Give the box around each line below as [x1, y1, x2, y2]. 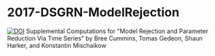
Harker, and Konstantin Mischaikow [7, 41, 107, 49]
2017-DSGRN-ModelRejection [7, 5, 180, 20]
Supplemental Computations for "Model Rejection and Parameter [26, 27, 209, 35]
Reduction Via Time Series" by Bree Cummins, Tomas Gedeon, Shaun [7, 34, 203, 42]
